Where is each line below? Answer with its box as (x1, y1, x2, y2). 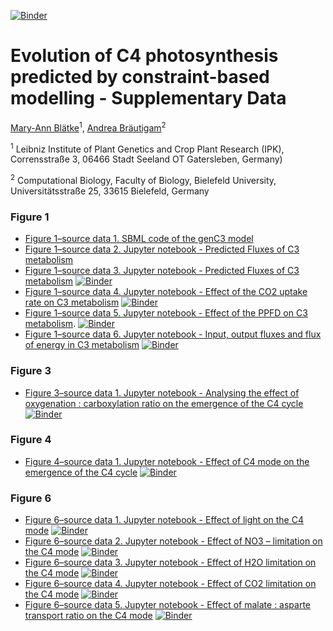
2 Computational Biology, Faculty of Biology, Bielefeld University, (10, 173, 277, 186)
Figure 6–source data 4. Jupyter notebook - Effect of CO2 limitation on (24, 578, 317, 590)
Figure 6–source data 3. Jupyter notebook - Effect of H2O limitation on (24, 556, 317, 569)
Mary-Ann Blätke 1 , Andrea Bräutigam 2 (10, 120, 167, 134)
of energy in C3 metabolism (24, 339, 140, 351)
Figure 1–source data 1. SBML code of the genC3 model (24, 233, 254, 245)
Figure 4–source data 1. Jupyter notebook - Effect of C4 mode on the (24, 455, 310, 467)
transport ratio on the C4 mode (24, 610, 153, 622)
